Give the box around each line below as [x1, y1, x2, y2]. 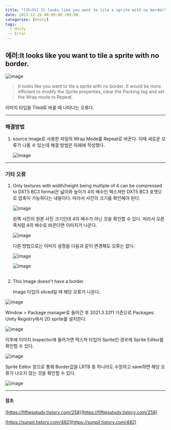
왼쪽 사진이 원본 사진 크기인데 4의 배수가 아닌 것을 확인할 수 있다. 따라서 [12, 216, 155, 222]
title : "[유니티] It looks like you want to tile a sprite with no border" [5, 7, 166, 13]
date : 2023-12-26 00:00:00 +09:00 [5, 12, 79, 17]
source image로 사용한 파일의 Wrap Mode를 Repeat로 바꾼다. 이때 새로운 [12, 136, 160, 142]
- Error [10, 31, 26, 36]
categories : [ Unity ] [5, 17, 49, 22]
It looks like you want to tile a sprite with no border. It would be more [17, 83, 161, 89]
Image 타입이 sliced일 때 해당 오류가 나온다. [12, 289, 101, 295]
